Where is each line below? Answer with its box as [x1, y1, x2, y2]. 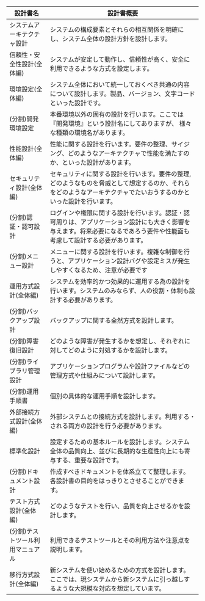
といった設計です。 [49, 99, 105, 107]
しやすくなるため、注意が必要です [49, 266, 148, 274]
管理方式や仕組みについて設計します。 [49, 371, 160, 379]
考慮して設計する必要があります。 [49, 236, 148, 244]
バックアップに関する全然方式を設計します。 [49, 316, 178, 324]
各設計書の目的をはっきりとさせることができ [49, 476, 179, 485]
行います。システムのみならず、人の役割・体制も [49, 286, 189, 295]
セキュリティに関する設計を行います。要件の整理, [49, 170, 191, 178]
